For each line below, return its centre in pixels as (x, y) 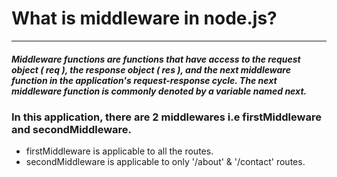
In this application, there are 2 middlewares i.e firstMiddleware (166, 117)
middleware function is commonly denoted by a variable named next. (159, 91)
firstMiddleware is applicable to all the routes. (119, 151)
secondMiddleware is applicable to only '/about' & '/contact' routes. (165, 162)
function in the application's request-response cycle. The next (144, 80)
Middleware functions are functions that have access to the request (156, 59)
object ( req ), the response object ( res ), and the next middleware (151, 69)
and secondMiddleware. (72, 129)
